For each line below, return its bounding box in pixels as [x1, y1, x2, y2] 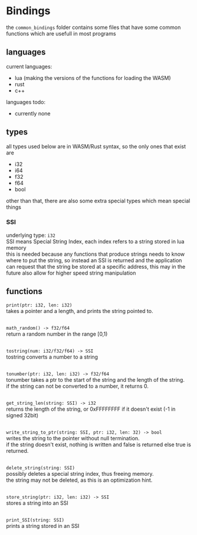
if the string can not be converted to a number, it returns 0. [6, 382, 149, 389]
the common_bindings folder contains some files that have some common [6, 24, 181, 31]
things [6, 203, 22, 211]
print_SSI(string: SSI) [6, 517, 65, 523]
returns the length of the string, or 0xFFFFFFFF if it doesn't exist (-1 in [6, 405, 176, 412]
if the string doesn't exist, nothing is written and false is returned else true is [6, 441, 192, 448]
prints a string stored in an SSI [6, 522, 80, 529]
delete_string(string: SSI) [6, 465, 75, 471]
